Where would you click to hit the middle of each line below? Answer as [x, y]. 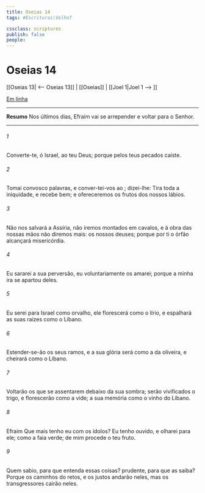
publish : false [26, 34]
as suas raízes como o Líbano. [45, 320]
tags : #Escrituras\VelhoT [39, 18]
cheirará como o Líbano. [37, 359]
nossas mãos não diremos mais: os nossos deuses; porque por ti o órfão [98, 234]
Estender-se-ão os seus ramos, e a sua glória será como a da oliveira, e [97, 352]
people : [16, 40]
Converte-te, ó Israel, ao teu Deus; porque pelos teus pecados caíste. [94, 155]
